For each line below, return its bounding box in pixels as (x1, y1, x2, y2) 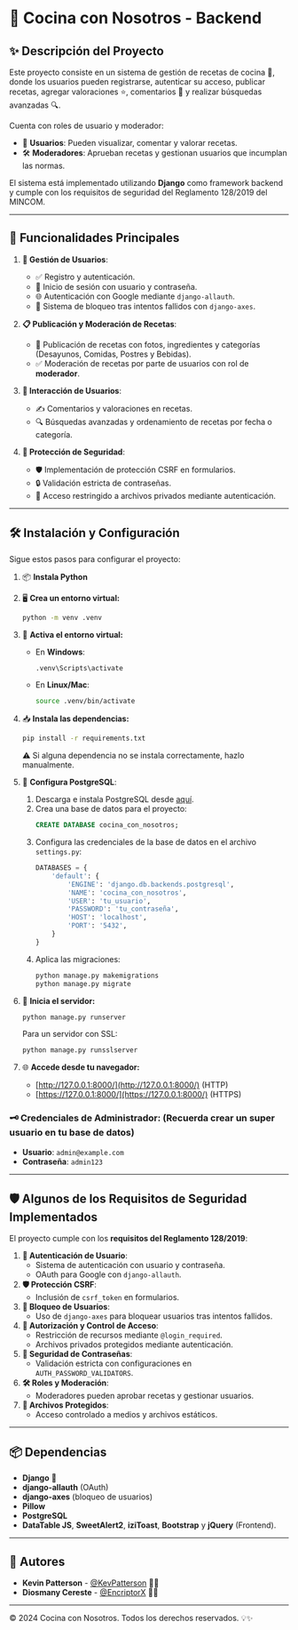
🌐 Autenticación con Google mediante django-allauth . (35, 291, 235, 301)
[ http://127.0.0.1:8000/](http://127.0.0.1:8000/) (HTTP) (35, 1080, 229, 1090)
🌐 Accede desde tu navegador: (21, 1062, 140, 1072)
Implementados (9, 1209, 98, 1225)
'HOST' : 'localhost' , (67, 913, 148, 922)
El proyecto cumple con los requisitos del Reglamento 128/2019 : (9, 1233, 248, 1244)
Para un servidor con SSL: (21, 1029, 118, 1040)
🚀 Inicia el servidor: (21, 995, 96, 1006)
